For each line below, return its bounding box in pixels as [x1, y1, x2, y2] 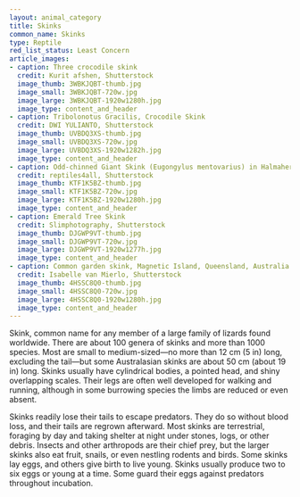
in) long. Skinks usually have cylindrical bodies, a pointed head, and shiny [9, 366, 280, 377]
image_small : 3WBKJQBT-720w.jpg [17, 87, 138, 96]
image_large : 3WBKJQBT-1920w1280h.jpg [17, 95, 162, 105]
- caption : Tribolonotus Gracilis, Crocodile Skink [9, 112, 205, 121]
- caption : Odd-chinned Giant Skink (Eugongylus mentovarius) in [9, 162, 257, 171]
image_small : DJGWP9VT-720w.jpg [17, 237, 138, 246]
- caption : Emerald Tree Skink [9, 211, 126, 221]
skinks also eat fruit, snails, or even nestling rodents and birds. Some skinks [9, 450, 288, 460]
